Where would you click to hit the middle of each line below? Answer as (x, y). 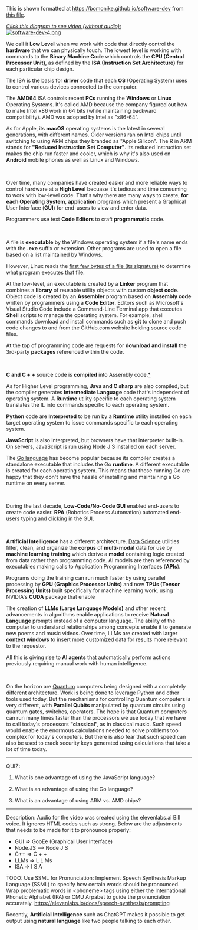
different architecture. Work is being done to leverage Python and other (93, 693)
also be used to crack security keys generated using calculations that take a (98, 743)
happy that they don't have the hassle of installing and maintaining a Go (93, 477)
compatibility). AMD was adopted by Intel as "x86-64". (72, 117)
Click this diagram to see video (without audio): (64, 26)
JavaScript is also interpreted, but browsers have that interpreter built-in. (95, 440)
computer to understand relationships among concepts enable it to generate (99, 627)
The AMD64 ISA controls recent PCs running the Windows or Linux (89, 98)
